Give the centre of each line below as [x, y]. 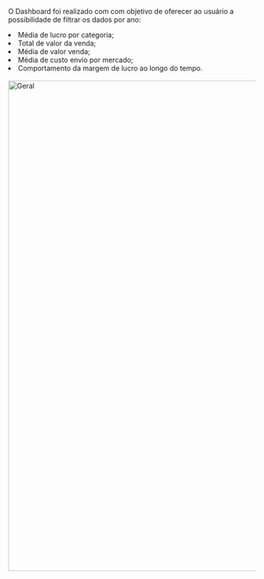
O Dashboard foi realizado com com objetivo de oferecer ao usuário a [121, 11]
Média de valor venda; [54, 51]
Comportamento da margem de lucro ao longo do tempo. [110, 68]
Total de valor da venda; [57, 43]
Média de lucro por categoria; [66, 35]
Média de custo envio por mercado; [76, 60]
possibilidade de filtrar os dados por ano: [75, 20]
